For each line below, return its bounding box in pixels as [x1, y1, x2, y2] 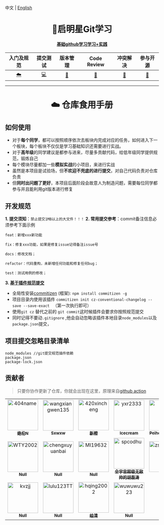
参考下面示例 [9, 222, 35, 228]
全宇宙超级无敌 [114, 469, 143, 475]
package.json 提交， [12, 321, 52, 327]
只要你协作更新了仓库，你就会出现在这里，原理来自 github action [17, 388, 146, 394]
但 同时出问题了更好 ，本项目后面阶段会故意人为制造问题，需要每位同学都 [12, 180, 158, 186]
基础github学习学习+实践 [57, 41, 107, 47]
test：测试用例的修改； [5, 271, 47, 276]
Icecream [119, 430, 139, 436]
